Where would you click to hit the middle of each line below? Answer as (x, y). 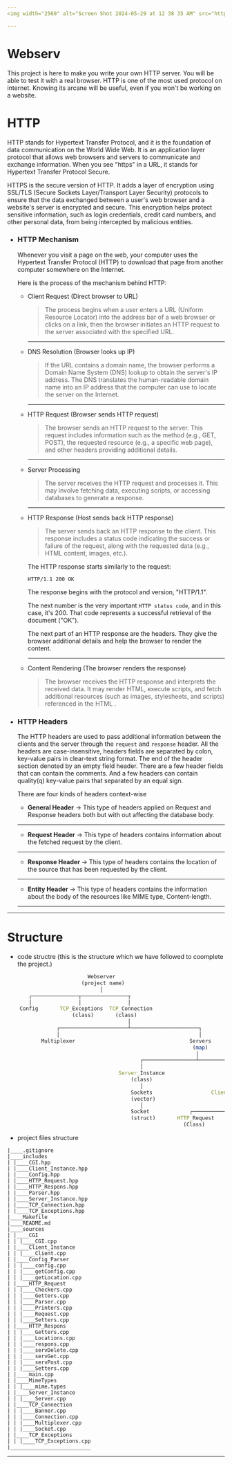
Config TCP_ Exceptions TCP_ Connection (86, 1009)
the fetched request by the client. (75, 842)
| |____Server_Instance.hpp (48, 1199)
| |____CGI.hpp (29, 1163)
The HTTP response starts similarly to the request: (99, 566)
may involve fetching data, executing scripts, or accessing (127, 490)
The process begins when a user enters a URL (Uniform (124, 309)
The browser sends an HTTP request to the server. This (124, 428)
